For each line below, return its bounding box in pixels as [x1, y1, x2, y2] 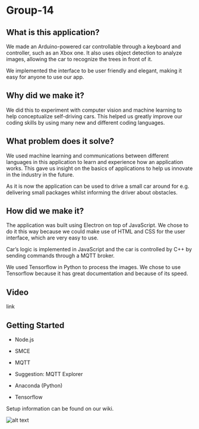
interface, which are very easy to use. [6, 234, 99, 241]
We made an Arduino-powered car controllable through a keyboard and [6, 43, 181, 50]
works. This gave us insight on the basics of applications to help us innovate [6, 165, 193, 172]
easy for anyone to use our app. [6, 74, 84, 80]
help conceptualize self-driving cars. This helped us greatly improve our [6, 112, 183, 119]
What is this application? [6, 27, 100, 37]
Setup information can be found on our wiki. [6, 405, 114, 412]
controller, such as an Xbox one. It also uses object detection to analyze [6, 49, 182, 56]
